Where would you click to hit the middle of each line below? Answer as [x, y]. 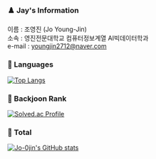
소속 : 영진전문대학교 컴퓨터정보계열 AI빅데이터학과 [78, 38]
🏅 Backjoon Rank [37, 99]
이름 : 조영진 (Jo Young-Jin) [47, 29]
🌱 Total [20, 132]
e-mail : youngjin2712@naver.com [57, 46]
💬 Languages [30, 65]
